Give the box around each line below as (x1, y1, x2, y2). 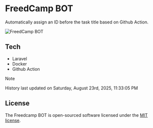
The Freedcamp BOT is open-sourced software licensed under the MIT (5, 112, 148, 118)
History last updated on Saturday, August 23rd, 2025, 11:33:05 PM (5, 85, 138, 91)
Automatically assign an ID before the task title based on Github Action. (5, 19, 149, 25)
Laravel (12, 56, 27, 62)
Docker (12, 61, 27, 66)
